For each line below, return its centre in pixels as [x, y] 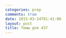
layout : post [19, 23]
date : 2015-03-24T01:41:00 [33, 19]
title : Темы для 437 [27, 28]
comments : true [21, 14]
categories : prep [23, 10]
